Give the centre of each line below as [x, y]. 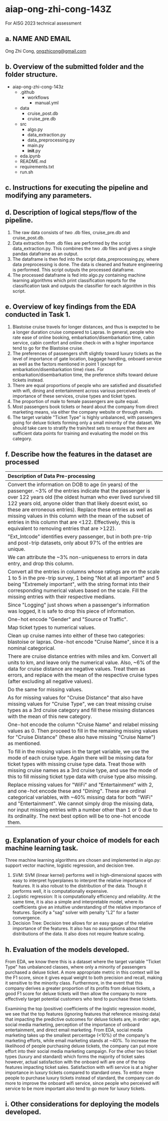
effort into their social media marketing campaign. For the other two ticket [81, 1051]
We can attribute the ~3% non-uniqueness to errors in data [77, 557]
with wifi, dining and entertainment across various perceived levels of [84, 391]
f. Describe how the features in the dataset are [79, 454]
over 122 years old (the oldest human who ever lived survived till [84, 497]
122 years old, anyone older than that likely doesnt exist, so [78, 503]
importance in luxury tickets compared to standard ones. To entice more [79, 1073]
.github [27, 92]
